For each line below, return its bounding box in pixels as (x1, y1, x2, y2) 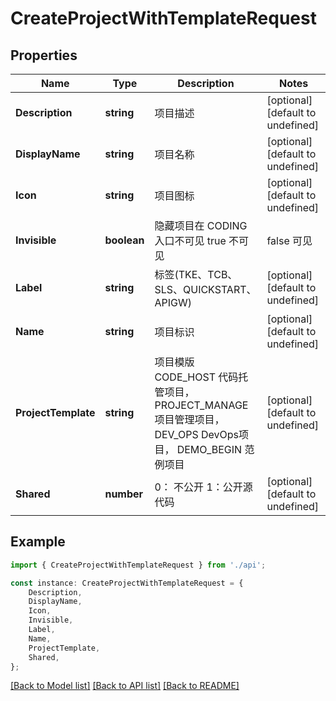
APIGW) (154, 296, 192, 309)
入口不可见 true (154, 234, 227, 247)
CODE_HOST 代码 (154, 370, 239, 384)
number (104, 487, 144, 501)
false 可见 (266, 234, 313, 247)
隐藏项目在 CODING (154, 219, 248, 232)
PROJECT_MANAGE (154, 398, 249, 412)
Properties (10, 47, 78, 64)
